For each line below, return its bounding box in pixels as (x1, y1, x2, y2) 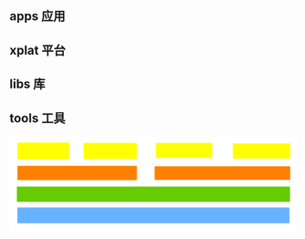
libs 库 (9, 77, 46, 92)
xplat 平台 (9, 42, 66, 57)
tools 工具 (9, 110, 66, 126)
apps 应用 (9, 8, 66, 25)
